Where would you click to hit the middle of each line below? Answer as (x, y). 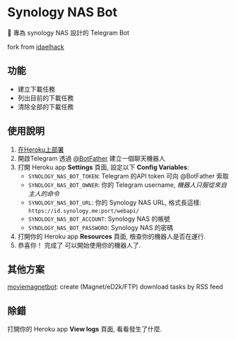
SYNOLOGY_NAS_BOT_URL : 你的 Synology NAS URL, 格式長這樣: (114, 202)
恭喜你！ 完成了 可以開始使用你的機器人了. (79, 245)
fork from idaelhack (36, 47)
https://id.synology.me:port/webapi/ (84, 211)
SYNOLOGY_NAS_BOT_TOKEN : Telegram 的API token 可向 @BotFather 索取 (129, 176)
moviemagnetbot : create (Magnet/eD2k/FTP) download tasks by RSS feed (116, 287)
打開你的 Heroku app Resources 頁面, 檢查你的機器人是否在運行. (112, 236)
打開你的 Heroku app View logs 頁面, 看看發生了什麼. (85, 329)
